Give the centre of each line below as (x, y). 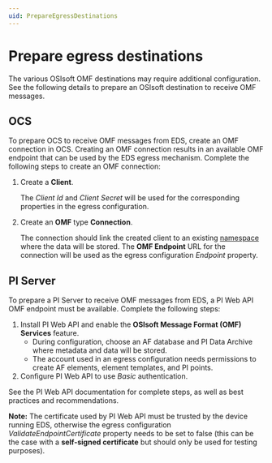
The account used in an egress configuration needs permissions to (145, 359)
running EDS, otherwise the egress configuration (90, 425)
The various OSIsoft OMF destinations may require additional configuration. (135, 79)
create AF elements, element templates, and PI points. (123, 368)
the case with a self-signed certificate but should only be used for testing (133, 442)
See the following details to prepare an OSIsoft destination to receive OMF (132, 87)
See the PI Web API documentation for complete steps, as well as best (126, 392)
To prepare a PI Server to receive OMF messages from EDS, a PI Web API (131, 300)
